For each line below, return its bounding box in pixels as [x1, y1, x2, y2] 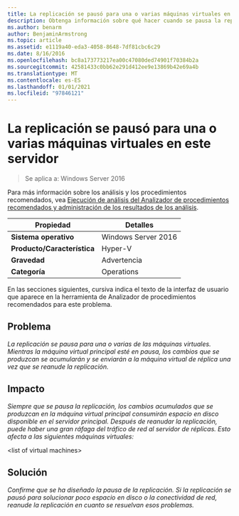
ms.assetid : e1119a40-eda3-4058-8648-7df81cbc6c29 [7, 43, 161, 51]
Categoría [11, 267, 46, 277]
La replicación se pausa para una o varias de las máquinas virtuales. [7, 339, 211, 348]
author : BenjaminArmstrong [7, 30, 87, 38]
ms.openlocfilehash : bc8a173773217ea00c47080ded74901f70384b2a [7, 57, 199, 64]
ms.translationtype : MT [7, 70, 78, 77]
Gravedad [11, 256, 45, 265]
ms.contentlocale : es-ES [7, 76, 81, 84]
